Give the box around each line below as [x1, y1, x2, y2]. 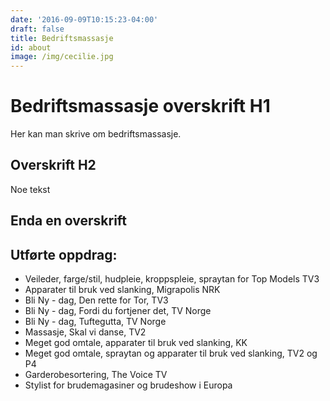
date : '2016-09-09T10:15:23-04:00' [10, 14, 159, 25]
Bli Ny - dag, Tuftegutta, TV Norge [24, 316, 167, 328]
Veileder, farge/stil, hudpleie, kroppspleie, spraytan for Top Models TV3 [24, 273, 320, 285]
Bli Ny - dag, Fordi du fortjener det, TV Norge [24, 305, 212, 317]
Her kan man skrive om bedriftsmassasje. [10, 128, 182, 140]
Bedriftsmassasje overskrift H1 [10, 95, 271, 118]
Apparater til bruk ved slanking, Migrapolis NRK [24, 284, 221, 296]
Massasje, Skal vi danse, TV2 [24, 326, 147, 338]
